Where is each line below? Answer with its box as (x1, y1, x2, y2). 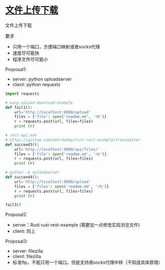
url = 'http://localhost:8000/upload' (14, 179, 92, 184)
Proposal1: (5, 66, 27, 72)
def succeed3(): (5, 142, 39, 147)
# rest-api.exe (5, 133, 37, 138)
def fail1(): (5, 105, 33, 110)
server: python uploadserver (12, 76, 72, 82)
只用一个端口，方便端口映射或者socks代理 (12, 43, 100, 49)
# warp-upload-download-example (5, 100, 73, 105)
